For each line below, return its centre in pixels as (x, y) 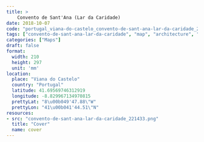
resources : (20, 113)
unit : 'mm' (25, 68)
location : (19, 74)
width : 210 (25, 57)
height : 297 (27, 62)
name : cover (27, 130)
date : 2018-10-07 (28, 23)
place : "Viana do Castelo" (46, 79)
